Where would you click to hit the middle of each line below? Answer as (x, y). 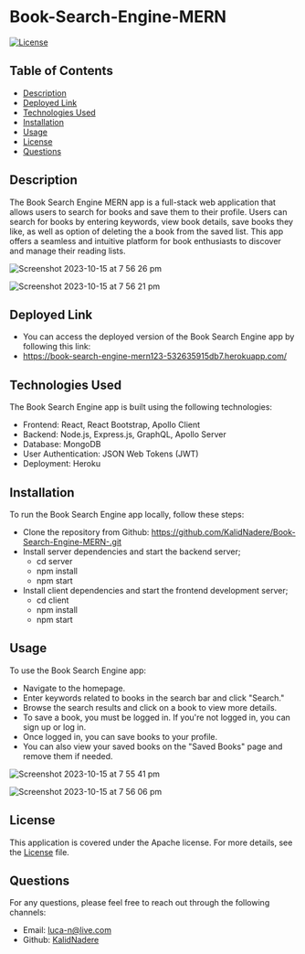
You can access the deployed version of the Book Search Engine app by (158, 337)
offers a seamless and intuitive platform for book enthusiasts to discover (145, 241)
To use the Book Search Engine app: (78, 670)
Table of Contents (62, 71)
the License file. (40, 852)
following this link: (57, 347)
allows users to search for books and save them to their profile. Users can (148, 211)
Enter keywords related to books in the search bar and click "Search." (153, 698)
